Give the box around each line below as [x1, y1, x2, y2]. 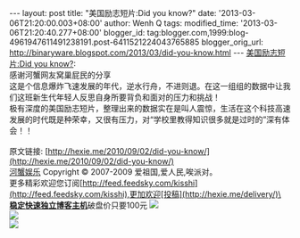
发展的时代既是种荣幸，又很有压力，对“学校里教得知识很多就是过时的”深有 [9, 114, 283, 125]
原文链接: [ [9, 146, 49, 156]
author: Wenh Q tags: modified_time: [104, 18, 239, 29]
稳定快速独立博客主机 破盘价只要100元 [9, 200, 148, 210]
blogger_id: [104, 28, 146, 37]
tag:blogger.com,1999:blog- [146, 28, 249, 37]
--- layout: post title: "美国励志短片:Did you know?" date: [9, 8, 217, 18]
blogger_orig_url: [201, 37, 263, 47]
